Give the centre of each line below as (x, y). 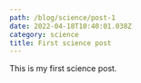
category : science (44, 34)
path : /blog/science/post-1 (63, 18)
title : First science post (60, 43)
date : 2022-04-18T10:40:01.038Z (70, 26)
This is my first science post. (63, 69)
